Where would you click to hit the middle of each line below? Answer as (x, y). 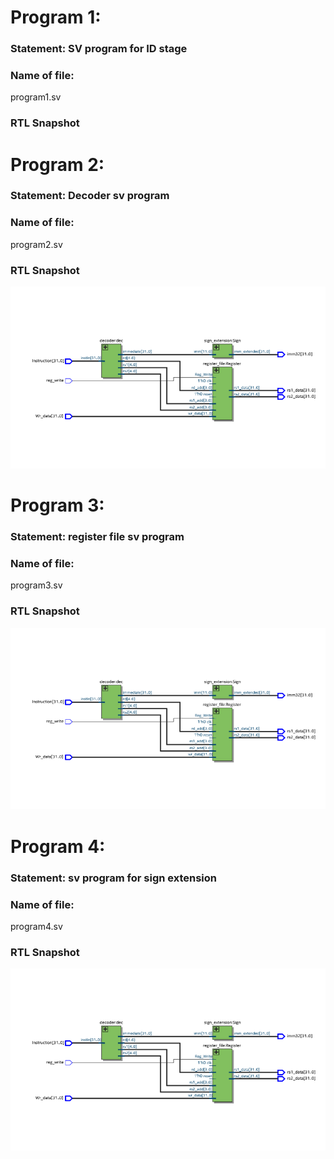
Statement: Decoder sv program (90, 196)
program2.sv (36, 244)
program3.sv (36, 585)
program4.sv (36, 926)
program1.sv (36, 97)
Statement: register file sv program (97, 537)
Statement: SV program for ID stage (99, 49)
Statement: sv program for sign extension (114, 878)
